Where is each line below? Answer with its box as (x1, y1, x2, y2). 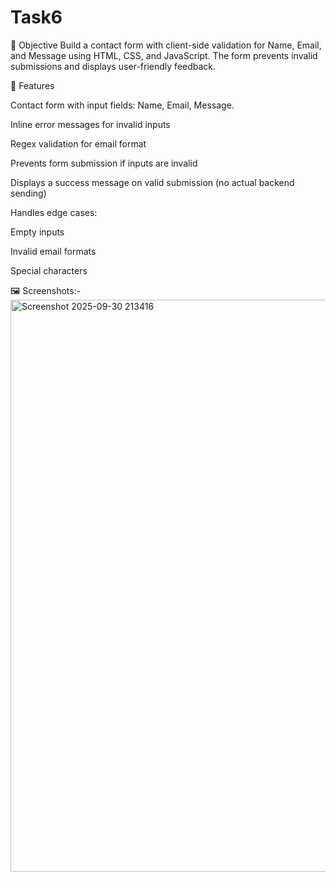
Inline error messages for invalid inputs (10, 118, 171, 130)
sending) (10, 187, 47, 199)
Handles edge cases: (10, 206, 98, 218)
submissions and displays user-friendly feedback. (10, 60, 217, 72)
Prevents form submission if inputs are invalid (10, 157, 198, 169)
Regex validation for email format (10, 137, 147, 150)
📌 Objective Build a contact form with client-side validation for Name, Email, (10, 39, 322, 51)
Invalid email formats (10, 245, 97, 257)
